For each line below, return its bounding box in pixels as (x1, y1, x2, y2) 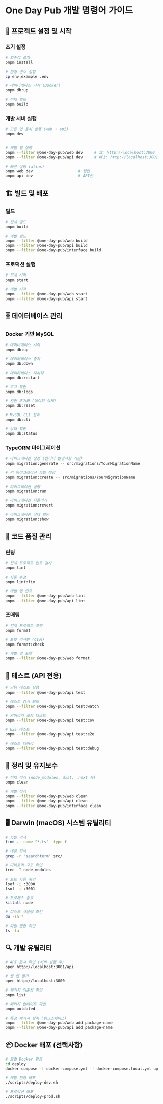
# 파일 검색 (5, 835, 26, 840)
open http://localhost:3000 (5, 978, 65, 984)
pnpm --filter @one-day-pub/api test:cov (5, 718, 95, 723)
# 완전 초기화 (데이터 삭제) (5, 398, 57, 404)
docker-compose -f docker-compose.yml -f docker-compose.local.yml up (5, 1066, 158, 1071)
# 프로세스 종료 (5, 895, 34, 901)
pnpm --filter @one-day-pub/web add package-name (5, 1020, 113, 1025)
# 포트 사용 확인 (5, 877, 36, 882)
